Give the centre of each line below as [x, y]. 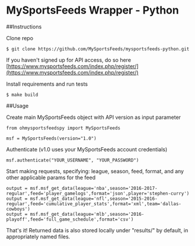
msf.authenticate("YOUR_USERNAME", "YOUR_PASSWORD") [73, 160]
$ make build [22, 95]
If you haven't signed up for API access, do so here [69, 60]
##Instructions [24, 27]
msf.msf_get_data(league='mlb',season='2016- [87, 214]
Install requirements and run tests [47, 84]
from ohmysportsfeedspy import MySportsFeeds [63, 128]
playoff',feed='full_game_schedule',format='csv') [70, 219]
